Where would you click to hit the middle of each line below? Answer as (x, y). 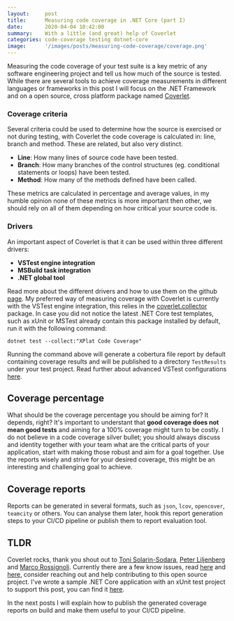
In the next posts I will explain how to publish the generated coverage (107, 603)
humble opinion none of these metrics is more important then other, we (109, 201)
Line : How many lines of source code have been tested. (97, 157)
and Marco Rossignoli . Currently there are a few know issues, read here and (116, 567)
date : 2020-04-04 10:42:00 (56, 27)
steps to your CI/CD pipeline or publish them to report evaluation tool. (107, 521)
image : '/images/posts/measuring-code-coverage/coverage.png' (108, 46)
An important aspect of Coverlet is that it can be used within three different (115, 241)
